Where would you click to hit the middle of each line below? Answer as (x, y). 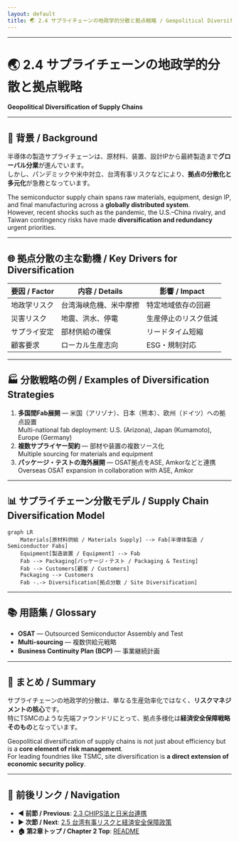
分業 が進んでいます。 (57, 165)
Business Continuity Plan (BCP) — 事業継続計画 (89, 651)
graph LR (20, 532)
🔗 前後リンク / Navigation (64, 795)
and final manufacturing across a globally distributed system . (99, 205)
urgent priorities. (32, 228)
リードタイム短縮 (175, 332)
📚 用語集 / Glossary (52, 613)
